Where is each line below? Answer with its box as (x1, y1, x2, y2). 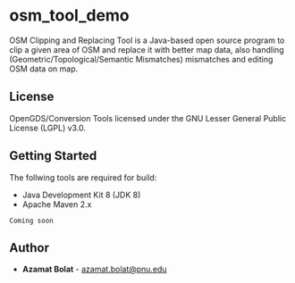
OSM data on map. (9, 63, 79, 74)
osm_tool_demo (9, 5, 130, 26)
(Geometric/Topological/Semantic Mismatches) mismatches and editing (9, 54, 274, 64)
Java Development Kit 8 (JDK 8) (21, 189, 141, 200)
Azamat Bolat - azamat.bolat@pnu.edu (21, 264, 167, 275)
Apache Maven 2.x (21, 198, 92, 210)
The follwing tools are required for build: (9, 171, 157, 183)
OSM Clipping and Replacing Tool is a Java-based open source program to (9, 35, 285, 46)
